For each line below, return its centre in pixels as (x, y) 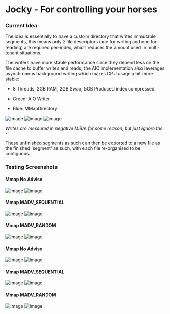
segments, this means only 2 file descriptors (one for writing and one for (81, 42)
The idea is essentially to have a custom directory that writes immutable (81, 36)
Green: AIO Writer (31, 99)
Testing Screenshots (32, 167)
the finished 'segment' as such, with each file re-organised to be (73, 148)
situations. (31, 53)
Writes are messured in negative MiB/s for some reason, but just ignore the (84, 128)
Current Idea (21, 26)
